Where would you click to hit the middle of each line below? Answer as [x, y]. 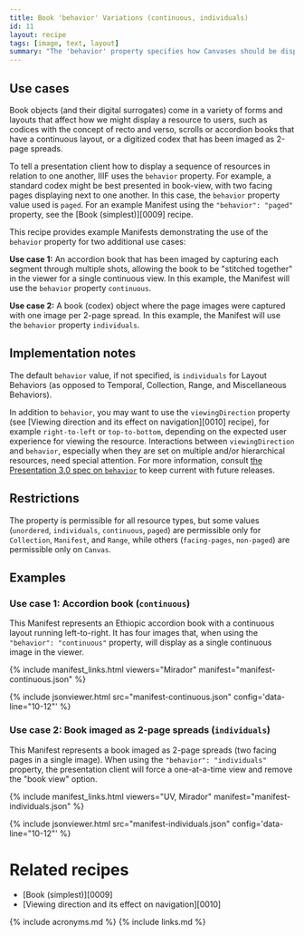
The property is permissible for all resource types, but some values [134, 520]
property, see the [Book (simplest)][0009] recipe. [101, 214]
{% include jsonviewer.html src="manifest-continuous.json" [121, 697]
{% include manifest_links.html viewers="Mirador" [103, 670]
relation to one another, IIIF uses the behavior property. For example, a [140, 175]
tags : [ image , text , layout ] [64, 43]
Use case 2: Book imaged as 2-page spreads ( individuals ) [140, 730]
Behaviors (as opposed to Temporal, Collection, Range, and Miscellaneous [148, 385]
